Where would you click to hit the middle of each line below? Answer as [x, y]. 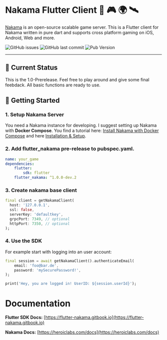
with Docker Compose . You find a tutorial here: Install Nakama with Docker [82, 131]
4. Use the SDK [24, 241]
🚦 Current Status [32, 68]
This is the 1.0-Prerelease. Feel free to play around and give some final [77, 79]
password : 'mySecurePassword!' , [47, 270]
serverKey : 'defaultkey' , [37, 214]
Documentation [38, 304]
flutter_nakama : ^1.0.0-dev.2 [45, 178]
